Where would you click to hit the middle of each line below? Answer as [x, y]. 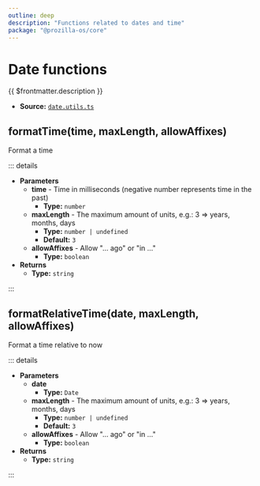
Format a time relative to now [56, 345]
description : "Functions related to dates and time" [97, 23]
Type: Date [61, 392]
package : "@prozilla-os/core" [58, 30]
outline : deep [32, 15]
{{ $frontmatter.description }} [56, 91]
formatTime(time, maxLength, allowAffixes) [117, 131]
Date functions [58, 69]
